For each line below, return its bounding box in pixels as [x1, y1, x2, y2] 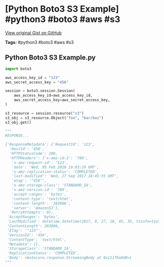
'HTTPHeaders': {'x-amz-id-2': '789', [9, 155, 89, 160]
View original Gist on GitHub [5, 30, 62, 36]
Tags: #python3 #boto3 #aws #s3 [5, 39, 74, 45]
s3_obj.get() [5, 120, 32, 125]
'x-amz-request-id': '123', [11, 160, 69, 165]
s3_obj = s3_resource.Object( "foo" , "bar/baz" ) [5, 115, 104, 120]
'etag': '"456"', [11, 178, 47, 183]
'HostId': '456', [9, 147, 45, 152]
